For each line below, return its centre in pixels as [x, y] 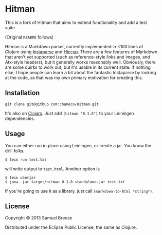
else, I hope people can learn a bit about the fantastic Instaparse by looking [81, 72]
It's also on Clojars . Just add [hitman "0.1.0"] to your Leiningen [70, 113]
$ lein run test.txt [26, 159]
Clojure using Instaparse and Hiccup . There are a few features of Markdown [81, 52]
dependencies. [20, 118]
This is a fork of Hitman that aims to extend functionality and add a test [76, 22]
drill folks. [15, 151]
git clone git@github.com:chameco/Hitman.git [52, 104]
